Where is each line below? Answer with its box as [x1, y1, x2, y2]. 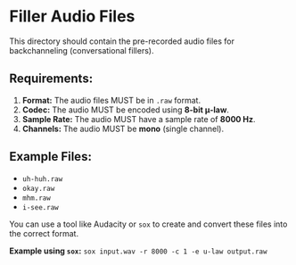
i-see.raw [21, 203, 60, 211]
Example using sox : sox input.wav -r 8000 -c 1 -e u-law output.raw [9, 245, 267, 256]
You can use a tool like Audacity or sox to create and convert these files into [9, 219, 288, 229]
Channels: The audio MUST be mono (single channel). [21, 123, 225, 134]
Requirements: [9, 71, 94, 87]
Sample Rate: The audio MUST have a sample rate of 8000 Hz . [21, 113, 256, 124]
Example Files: [9, 149, 92, 164]
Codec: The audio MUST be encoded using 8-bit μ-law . [21, 104, 230, 115]
